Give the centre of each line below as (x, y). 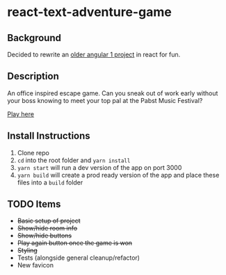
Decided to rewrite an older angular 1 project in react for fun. (94, 54)
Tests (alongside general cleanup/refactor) (79, 258)
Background (34, 38)
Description (33, 76)
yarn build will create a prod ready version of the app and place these (118, 175)
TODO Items (34, 204)
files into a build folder (50, 182)
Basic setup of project (49, 221)
